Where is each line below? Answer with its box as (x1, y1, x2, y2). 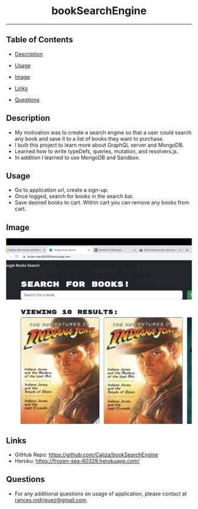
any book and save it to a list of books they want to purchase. (14, 135, 164, 142)
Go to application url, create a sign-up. (14, 187, 109, 194)
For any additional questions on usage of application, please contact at (14, 490, 187, 497)
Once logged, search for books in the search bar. (14, 193, 134, 200)
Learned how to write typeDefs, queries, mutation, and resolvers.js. (14, 147, 179, 154)
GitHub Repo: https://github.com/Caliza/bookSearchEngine (14, 451, 159, 458)
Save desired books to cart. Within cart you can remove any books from (14, 199, 190, 206)
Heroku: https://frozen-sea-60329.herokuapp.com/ (14, 458, 140, 464)
